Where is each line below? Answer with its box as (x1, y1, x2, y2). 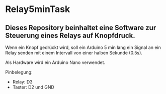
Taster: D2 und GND (12, 84, 54, 90)
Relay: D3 (12, 79, 33, 84)
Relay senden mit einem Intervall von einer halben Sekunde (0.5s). (5, 50, 142, 55)
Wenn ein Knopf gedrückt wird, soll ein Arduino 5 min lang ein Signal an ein (5, 44, 161, 50)
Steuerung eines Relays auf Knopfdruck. (5, 31, 135, 39)
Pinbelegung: (5, 69, 33, 75)
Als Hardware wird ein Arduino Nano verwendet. (5, 59, 106, 65)
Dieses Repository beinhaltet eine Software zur (5, 23, 156, 32)
